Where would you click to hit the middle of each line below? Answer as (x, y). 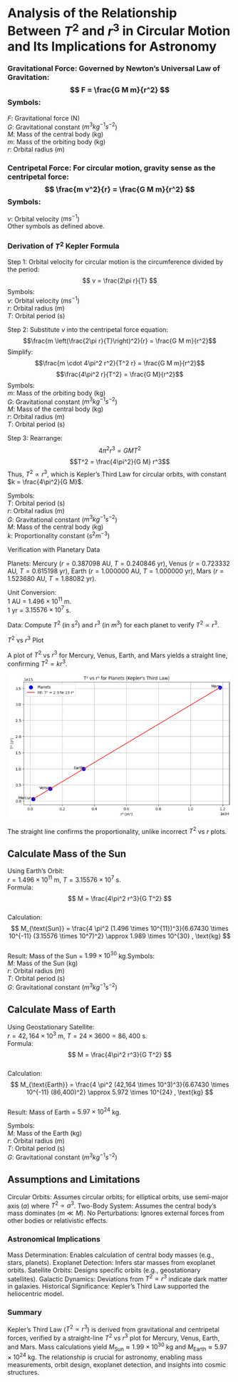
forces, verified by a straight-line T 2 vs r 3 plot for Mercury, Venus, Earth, (114, 1337)
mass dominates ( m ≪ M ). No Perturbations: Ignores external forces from (116, 1213)
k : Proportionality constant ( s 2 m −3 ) (59, 535)
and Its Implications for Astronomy (112, 46)
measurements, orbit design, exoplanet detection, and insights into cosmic (117, 1364)
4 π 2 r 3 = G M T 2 (120, 450)
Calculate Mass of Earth (62, 1010)
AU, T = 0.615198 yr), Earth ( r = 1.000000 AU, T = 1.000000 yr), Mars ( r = (116, 571)
